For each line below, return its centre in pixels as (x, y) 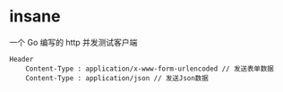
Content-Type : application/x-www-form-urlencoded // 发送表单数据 (150, 69)
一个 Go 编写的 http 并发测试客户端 (73, 42)
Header (21, 59)
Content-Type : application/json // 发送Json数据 (117, 78)
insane (35, 17)
